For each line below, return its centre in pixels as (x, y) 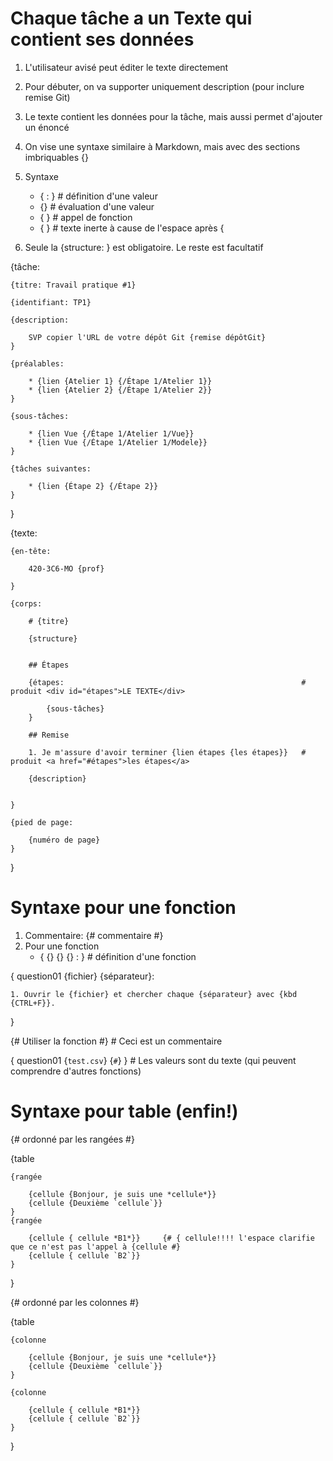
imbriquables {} (56, 157)
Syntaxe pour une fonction (123, 908)
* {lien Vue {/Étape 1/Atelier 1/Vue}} (111, 433)
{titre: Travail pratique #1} (73, 285)
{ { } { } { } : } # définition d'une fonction (118, 956)
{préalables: (37, 363)
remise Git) (47, 97)
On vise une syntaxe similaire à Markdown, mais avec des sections (162, 146)
